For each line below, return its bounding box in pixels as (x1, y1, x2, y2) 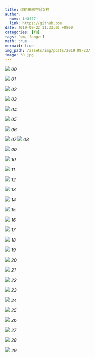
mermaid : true (5, 43, 34, 48)
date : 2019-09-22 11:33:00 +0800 (5, 25, 73, 30)
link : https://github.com (9, 20, 62, 26)
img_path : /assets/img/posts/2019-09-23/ (5, 48, 91, 53)
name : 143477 (9, 16, 36, 21)
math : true (5, 39, 27, 44)
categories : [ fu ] (5, 30, 40, 35)
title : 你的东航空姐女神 (5, 7, 50, 12)
